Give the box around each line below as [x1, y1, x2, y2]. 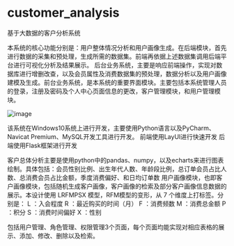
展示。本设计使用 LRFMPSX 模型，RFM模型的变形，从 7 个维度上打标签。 [7, 190, 218, 199]
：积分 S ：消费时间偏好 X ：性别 [7, 208, 102, 216]
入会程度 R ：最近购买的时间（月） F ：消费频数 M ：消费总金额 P [38, 199, 226, 208]
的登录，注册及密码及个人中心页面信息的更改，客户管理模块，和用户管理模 [7, 87, 221, 95]
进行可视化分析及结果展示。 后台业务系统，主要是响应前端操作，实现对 [13, 60, 217, 69]
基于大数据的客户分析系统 [7, 28, 81, 37]
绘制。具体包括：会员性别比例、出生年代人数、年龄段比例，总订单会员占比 [7, 165, 221, 173]
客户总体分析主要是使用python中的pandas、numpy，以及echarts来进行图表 [7, 156, 224, 164]
